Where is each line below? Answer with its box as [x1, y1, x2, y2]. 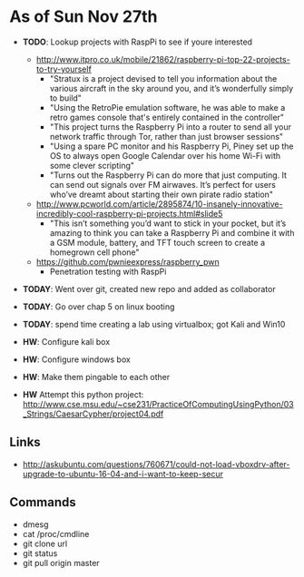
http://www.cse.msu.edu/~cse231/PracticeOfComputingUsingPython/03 [22, 398, 294, 409]
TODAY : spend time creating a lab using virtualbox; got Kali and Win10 [22, 318, 286, 329]
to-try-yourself [35, 64, 93, 74]
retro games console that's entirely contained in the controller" [49, 112, 284, 122]
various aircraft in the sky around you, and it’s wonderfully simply [49, 83, 294, 93]
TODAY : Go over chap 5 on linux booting [22, 301, 175, 312]
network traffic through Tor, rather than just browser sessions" [49, 131, 284, 142]
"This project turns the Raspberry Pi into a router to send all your [49, 121, 292, 132]
